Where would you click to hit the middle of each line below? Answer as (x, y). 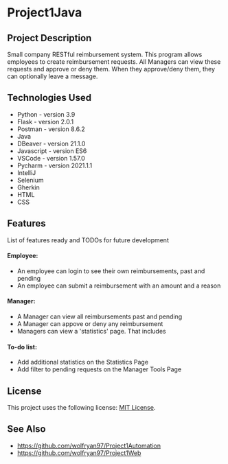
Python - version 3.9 (46, 114)
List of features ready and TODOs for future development (88, 240)
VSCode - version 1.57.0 (51, 158)
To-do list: (22, 347)
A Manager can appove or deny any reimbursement (90, 324)
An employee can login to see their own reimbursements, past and (111, 271)
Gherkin (28, 187)
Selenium (30, 180)
